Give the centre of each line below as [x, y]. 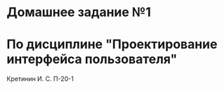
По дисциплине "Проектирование [112, 45]
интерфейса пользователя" [92, 59]
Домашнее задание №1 [79, 12]
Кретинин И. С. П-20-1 [40, 79]
